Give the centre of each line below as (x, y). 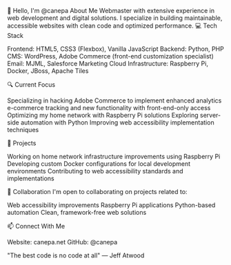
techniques (23, 130)
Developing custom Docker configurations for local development (99, 164)
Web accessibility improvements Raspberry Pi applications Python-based (111, 205)
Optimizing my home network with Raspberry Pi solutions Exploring (103, 115)
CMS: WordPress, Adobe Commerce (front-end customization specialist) (110, 56)
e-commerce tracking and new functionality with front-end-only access (109, 108)
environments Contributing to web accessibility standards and (96, 171)
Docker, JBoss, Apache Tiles (48, 71)
